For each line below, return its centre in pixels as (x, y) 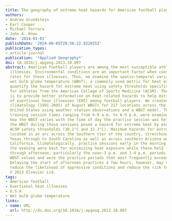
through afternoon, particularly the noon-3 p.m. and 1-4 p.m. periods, (89, 153)
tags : (11, 177)
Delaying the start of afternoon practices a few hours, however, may (87, 163)
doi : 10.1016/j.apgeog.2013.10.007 (43, 63)
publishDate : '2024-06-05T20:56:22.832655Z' (53, 44)
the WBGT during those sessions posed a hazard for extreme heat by (84, 124)
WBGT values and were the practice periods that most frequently (81, 158)
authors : (15, 15)
